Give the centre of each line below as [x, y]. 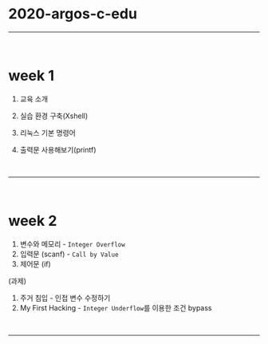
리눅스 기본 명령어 [47, 132]
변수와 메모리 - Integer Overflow [72, 243]
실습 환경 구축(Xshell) [54, 116]
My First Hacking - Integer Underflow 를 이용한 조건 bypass [116, 307]
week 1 [31, 76]
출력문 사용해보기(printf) [58, 149]
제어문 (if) [35, 263]
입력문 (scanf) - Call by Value [69, 254]
